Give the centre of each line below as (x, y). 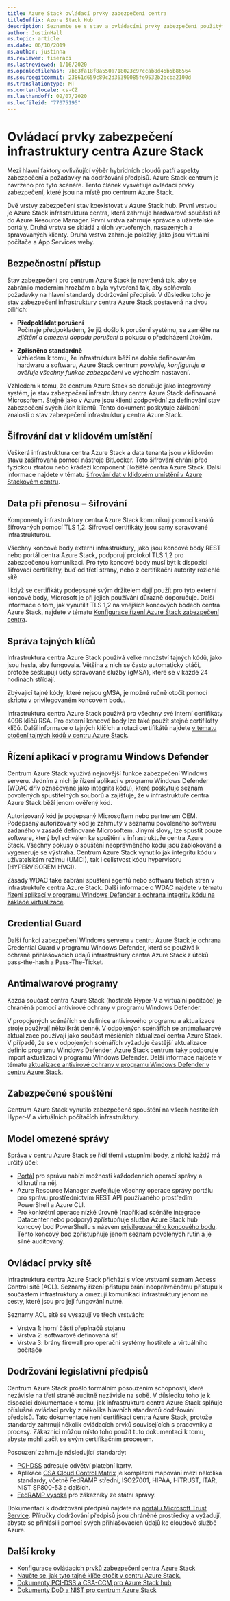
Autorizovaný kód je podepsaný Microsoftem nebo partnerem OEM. (102, 816)
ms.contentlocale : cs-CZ (42, 90)
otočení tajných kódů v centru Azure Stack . (68, 736)
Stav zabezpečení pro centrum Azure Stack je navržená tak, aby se (102, 280)
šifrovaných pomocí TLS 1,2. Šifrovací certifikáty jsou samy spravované (108, 527)
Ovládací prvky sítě (50, 1263)
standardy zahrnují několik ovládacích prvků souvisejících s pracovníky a (110, 1424)
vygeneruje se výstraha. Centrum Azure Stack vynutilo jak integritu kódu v (112, 852)
